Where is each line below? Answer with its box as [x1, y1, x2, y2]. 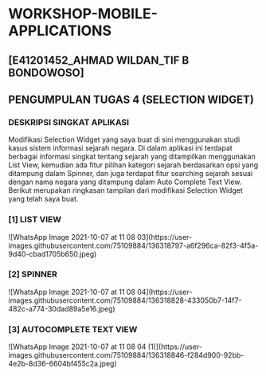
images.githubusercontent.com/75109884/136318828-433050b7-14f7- [8, 296, 242, 305]
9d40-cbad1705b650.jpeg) [8, 249, 97, 259]
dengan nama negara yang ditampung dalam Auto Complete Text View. [8, 177, 242, 187]
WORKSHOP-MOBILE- [8, 5, 158, 23]
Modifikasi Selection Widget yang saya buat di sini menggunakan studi [8, 135, 241, 144]
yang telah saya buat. [8, 194, 79, 204]
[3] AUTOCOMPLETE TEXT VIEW [8, 323, 138, 335]
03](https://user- [136, 232, 193, 241]
